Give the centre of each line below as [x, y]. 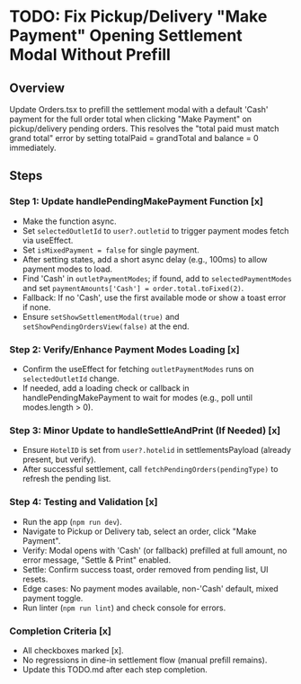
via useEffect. [48, 240]
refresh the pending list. [66, 479]
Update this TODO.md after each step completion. [115, 669]
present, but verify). [59, 459]
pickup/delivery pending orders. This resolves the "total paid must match [145, 129]
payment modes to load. [67, 269]
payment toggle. [53, 598]
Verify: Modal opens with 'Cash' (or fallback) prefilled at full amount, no [155, 550]
